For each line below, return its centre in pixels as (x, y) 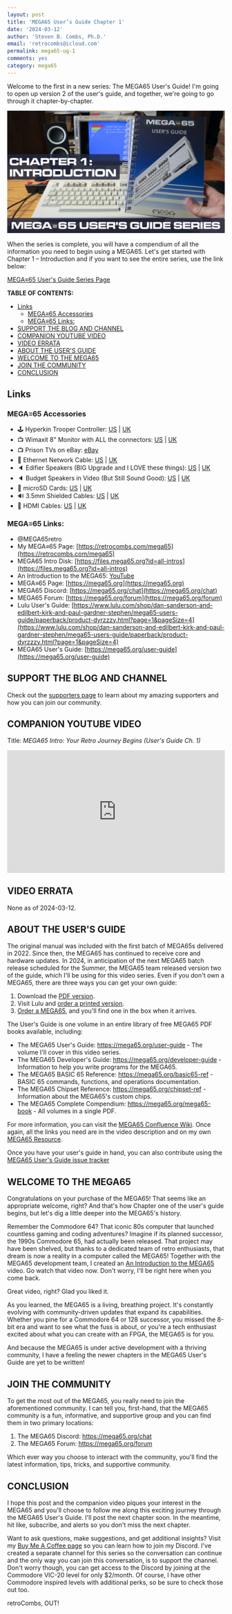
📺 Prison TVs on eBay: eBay (58, 450)
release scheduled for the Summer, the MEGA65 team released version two (114, 968)
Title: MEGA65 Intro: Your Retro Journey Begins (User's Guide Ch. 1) (104, 741)
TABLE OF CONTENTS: (40, 293)
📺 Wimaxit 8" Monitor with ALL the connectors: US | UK (97, 440)
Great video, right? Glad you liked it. (58, 1292)
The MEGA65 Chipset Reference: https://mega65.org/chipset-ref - (112, 1089)
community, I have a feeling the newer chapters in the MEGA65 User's (107, 1355)
